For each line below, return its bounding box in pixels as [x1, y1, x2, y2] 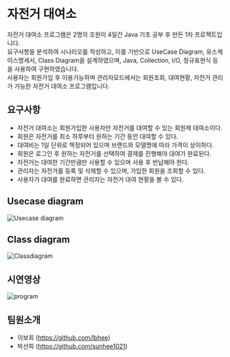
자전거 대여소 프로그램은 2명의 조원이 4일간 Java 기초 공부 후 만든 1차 [7, 30, 194, 39]
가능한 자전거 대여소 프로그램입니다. [14, 82, 110, 90]
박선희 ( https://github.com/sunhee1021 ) [16, 342, 128, 350]
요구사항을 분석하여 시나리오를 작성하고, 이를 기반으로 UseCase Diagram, [7, 47, 205, 56]
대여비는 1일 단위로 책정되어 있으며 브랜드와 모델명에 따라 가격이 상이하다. [16, 140, 214, 149]
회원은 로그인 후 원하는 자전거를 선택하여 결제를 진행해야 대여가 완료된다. [16, 149, 211, 158]
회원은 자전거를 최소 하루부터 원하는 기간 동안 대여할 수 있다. [16, 132, 179, 140]
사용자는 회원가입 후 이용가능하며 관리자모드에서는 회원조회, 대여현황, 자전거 [7, 73, 211, 81]
